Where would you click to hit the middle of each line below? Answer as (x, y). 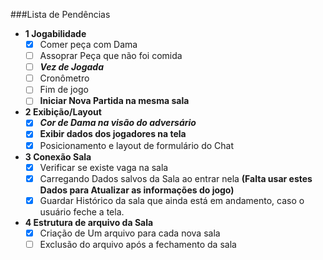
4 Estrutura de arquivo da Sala (89, 222)
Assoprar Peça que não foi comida (111, 56)
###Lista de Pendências (60, 14)
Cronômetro (64, 78)
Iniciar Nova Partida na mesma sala (114, 101)
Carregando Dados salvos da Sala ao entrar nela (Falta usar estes (176, 178)
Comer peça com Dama (88, 44)
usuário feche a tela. (82, 211)
